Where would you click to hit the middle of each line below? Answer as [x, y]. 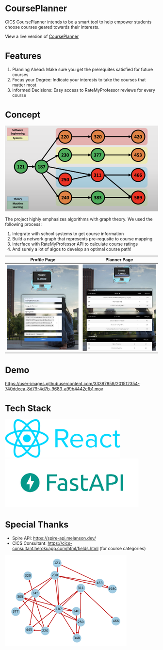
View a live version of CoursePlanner [42, 36]
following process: [24, 224]
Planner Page [119, 260]
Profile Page [43, 260]
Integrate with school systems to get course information [68, 234]
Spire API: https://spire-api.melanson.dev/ [54, 538]
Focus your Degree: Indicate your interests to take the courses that [79, 79]
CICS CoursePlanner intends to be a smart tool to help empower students [78, 22]
